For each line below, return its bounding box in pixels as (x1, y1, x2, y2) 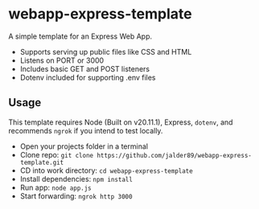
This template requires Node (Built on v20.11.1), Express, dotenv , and (8, 117, 233, 127)
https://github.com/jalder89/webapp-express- (96, 151, 252, 159)
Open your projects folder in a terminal (19, 141, 149, 151)
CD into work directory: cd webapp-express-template (19, 166, 193, 175)
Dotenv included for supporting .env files (19, 72, 156, 82)
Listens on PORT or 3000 (19, 55, 105, 65)
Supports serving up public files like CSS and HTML (19, 47, 192, 56)
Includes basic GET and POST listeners (19, 64, 150, 73)
